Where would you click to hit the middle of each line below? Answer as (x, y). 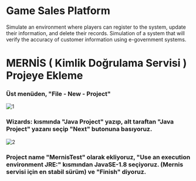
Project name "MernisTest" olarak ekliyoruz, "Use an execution (98, 157)
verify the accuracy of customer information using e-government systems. (96, 39)
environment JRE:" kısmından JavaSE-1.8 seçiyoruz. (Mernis (95, 164)
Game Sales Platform (58, 11)
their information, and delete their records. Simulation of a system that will (95, 33)
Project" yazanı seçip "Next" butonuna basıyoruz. (79, 129)
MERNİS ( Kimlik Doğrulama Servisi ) (97, 63)
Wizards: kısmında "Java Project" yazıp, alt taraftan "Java (90, 122)
